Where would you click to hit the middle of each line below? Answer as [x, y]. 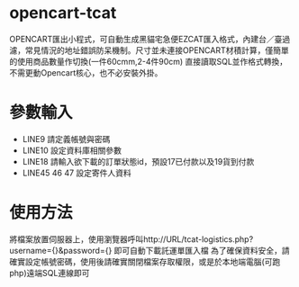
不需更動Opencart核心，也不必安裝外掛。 [86, 72]
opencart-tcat [63, 13]
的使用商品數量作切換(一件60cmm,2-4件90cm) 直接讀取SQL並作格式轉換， [149, 61]
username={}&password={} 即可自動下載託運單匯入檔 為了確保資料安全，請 [149, 250]
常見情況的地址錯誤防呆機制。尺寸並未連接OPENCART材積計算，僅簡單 [157, 50]
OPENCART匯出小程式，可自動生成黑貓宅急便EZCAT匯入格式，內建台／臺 [146, 39]
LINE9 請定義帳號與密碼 [66, 139]
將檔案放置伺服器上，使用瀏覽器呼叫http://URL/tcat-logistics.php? [131, 239]
